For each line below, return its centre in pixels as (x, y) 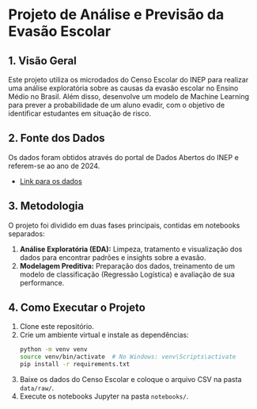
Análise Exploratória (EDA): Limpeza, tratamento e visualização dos (131, 249)
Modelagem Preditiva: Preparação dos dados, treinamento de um (127, 266)
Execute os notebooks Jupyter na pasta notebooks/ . (104, 396)
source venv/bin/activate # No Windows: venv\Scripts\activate (128, 357)
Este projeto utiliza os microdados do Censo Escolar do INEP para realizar (128, 80)
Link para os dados (51, 181)
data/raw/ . (37, 388)
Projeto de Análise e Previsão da (116, 15)
